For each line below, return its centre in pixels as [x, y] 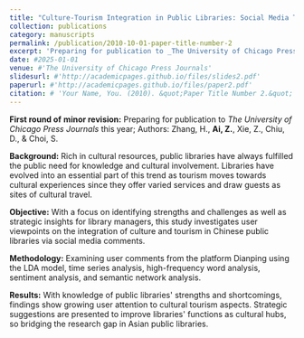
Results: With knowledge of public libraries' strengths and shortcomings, [146, 295]
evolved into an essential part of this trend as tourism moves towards [138, 175]
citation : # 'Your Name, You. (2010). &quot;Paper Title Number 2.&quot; [152, 93]
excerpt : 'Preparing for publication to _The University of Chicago [141, 52]
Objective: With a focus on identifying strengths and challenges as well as [148, 211]
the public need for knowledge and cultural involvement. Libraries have [142, 165]
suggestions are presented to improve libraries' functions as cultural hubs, [148, 314]
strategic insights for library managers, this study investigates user [133, 221]
